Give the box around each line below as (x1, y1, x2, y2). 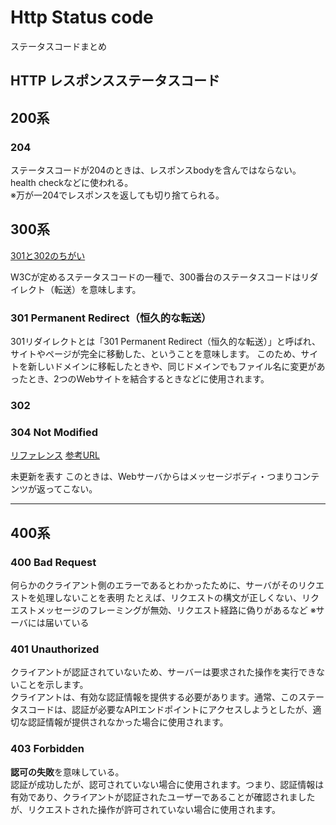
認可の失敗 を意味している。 (10, 766, 125, 778)
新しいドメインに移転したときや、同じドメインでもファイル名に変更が (27, 361, 317, 373)
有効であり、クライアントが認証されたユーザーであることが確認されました (10, 791, 316, 803)
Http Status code (10, 6, 154, 29)
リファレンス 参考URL (10, 449, 101, 461)
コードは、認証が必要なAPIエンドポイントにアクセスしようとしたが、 (27, 704, 313, 716)
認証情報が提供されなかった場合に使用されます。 (27, 716, 229, 728)
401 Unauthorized (10, 642, 100, 656)
